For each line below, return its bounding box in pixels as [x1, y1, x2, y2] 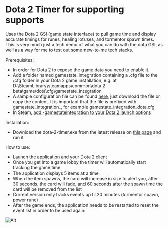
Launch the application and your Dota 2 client [12, 154, 107, 160]
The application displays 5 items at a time [12, 170, 99, 176]
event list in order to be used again [12, 207, 85, 213]
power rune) [12, 197, 39, 203]
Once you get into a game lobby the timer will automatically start [12, 159, 146, 165]
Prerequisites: [5, 56, 34, 63]
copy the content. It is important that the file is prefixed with [12, 98, 137, 104]
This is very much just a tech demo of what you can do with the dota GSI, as [5, 41, 163, 47]
